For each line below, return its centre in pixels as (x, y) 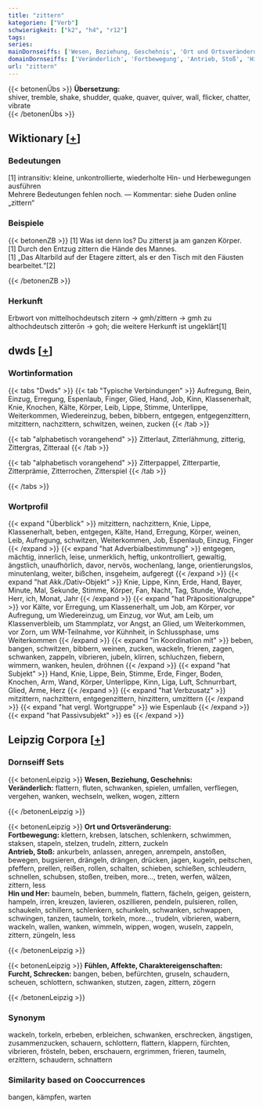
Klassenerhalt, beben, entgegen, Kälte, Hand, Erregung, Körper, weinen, (124, 532)
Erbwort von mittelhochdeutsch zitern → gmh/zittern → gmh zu (110, 318)
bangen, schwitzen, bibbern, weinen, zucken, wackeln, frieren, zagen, (121, 649)
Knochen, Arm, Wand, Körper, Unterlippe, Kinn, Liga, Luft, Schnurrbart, (122, 682)
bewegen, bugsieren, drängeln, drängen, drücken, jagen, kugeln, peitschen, (130, 859)
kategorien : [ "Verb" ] (43, 23)
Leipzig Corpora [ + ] (57, 740)
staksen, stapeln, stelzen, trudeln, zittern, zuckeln (88, 843)
